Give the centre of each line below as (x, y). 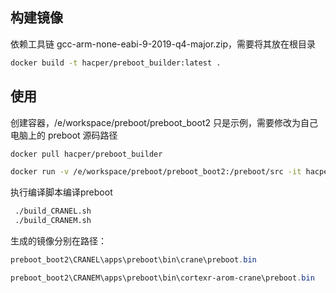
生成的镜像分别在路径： (58, 241)
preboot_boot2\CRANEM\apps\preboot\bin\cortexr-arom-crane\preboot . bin (162, 278)
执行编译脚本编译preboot (61, 192)
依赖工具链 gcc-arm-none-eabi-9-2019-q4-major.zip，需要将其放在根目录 (163, 44)
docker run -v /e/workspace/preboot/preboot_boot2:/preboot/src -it (156, 172)
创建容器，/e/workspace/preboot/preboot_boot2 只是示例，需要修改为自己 (164, 122)
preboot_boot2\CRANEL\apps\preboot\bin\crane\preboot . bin (133, 260)
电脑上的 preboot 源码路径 (64, 135)
